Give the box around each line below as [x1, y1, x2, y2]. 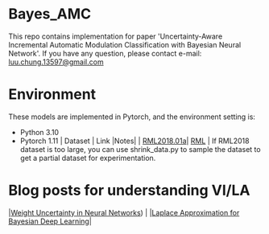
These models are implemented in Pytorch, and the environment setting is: [8, 112, 256, 121]
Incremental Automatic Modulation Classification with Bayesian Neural [8, 39, 242, 49]
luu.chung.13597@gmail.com [8, 57, 104, 67]
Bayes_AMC [8, 5, 92, 23]
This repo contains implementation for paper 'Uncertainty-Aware [8, 31, 223, 41]
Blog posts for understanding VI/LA [8, 182, 250, 199]
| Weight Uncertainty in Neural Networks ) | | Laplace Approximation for [8, 207, 240, 217]
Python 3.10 [19, 127, 59, 137]
